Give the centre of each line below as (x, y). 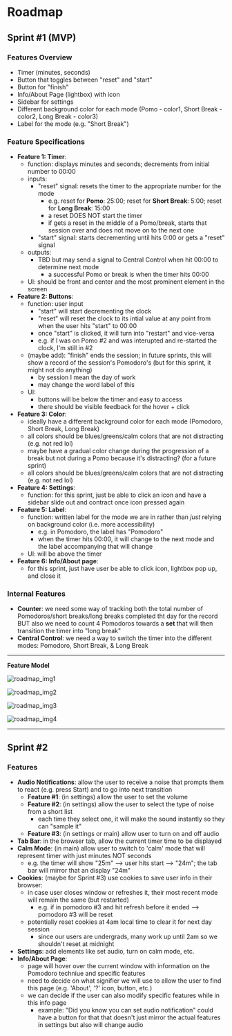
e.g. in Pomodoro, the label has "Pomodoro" (100, 532)
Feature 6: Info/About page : (58, 561)
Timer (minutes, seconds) (54, 72)
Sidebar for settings (45, 102)
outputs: (39, 253)
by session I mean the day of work (87, 377)
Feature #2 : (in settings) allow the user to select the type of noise (120, 804)
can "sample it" (60, 826)
